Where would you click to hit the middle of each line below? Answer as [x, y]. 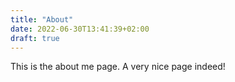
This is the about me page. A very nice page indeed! [118, 67]
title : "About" [42, 19]
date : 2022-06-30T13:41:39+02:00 [80, 29]
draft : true [35, 38]
